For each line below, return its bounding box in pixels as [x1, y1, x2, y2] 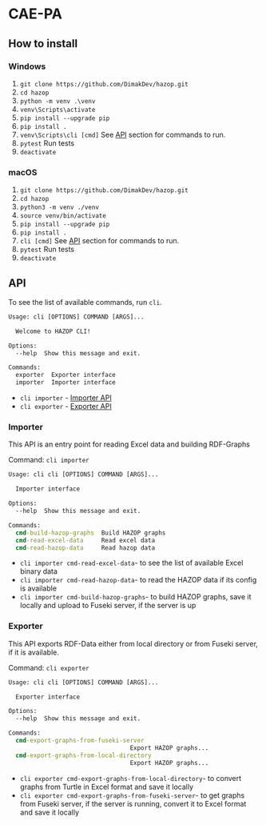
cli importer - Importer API [19, 393, 112, 402]
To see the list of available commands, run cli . [8, 297, 162, 306]
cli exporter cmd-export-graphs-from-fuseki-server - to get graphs [19, 790, 245, 800]
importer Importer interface [15, 378, 116, 386]
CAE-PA [8, 5, 62, 23]
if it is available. [8, 647, 60, 657]
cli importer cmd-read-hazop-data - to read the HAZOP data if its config [19, 575, 257, 585]
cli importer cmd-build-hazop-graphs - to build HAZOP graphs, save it [19, 592, 252, 602]
